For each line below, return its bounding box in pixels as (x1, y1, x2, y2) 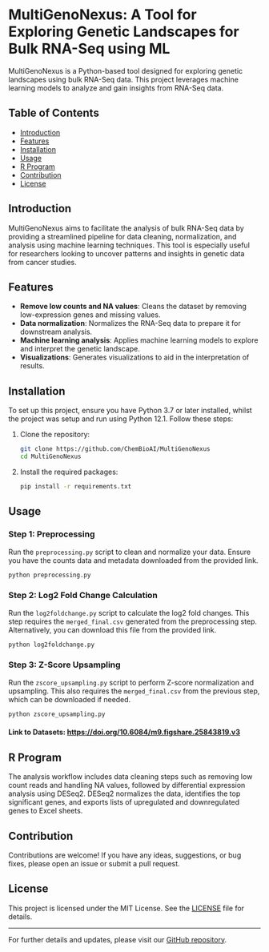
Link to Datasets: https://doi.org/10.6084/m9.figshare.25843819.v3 (8, 727, 240, 737)
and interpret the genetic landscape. (19, 344, 140, 354)
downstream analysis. (19, 327, 93, 337)
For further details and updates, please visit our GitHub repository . (8, 934, 227, 944)
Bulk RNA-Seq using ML (8, 40, 171, 58)
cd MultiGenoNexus (19, 452, 82, 461)
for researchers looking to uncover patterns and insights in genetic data (8, 248, 245, 258)
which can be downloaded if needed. (8, 694, 131, 704)
